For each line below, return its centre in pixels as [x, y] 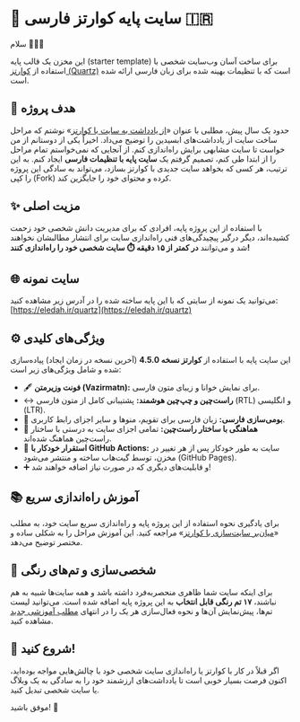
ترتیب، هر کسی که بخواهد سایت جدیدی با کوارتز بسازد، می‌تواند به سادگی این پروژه [149, 168]
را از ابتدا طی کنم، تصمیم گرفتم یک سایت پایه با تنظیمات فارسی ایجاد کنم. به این [143, 158]
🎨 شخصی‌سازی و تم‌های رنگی [83, 571]
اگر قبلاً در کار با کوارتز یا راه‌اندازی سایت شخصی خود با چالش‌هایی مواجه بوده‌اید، [145, 670]
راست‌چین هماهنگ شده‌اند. [67, 438]
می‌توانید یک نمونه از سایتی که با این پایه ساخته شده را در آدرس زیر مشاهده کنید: [144, 301]
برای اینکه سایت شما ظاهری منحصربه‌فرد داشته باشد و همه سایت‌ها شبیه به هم [141, 592]
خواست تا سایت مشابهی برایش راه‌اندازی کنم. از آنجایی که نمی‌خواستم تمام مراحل [148, 149]
